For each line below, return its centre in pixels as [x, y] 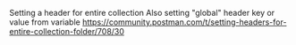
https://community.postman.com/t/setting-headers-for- [184, 22]
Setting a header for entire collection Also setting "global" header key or [142, 13]
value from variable [45, 22]
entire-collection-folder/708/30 [67, 31]
